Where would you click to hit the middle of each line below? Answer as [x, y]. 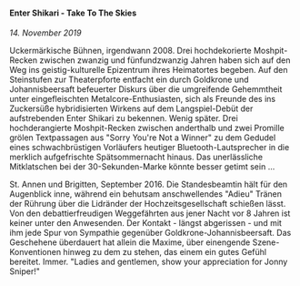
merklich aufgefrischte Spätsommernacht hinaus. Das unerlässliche [136, 157]
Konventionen [35, 252]
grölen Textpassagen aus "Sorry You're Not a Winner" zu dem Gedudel [143, 138]
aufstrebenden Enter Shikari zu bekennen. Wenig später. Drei [124, 118]
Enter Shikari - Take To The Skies [73, 13]
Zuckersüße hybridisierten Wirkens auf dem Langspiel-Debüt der [131, 108]
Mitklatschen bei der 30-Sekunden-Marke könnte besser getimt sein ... [142, 167]
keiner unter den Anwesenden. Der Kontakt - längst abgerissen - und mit [145, 223]
